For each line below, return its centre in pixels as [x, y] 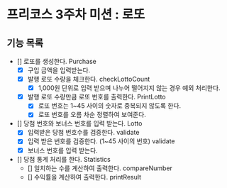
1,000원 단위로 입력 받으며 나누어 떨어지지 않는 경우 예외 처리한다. [129, 88]
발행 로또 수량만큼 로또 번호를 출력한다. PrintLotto [96, 97]
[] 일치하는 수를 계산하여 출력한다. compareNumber [100, 168]
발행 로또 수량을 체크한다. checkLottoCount [89, 79]
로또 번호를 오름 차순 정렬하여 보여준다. [92, 115]
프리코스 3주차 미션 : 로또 [76, 15]
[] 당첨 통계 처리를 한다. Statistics [63, 159]
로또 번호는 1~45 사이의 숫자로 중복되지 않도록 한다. [110, 106]
